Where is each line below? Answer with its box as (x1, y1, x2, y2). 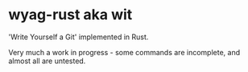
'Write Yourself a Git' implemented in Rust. (8, 32, 149, 42)
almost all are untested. (8, 56, 86, 66)
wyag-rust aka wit (8, 6, 133, 24)
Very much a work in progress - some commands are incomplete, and (8, 47, 240, 57)
